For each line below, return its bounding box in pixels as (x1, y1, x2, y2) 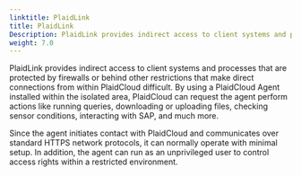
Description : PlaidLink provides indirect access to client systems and (9, 30, 287, 39)
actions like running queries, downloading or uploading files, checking (9, 101, 269, 112)
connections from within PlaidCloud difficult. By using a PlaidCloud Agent (9, 82, 280, 92)
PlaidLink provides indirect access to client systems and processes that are (9, 63, 288, 74)
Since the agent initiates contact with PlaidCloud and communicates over (9, 128, 279, 139)
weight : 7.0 (9, 38, 54, 48)
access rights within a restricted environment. (9, 156, 178, 167)
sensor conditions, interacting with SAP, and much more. (9, 110, 219, 121)
